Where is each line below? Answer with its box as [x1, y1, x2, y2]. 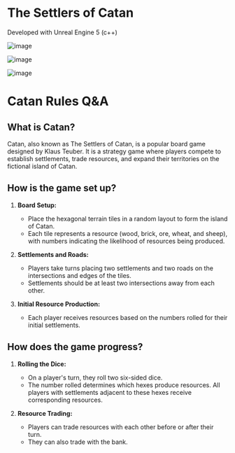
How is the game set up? [7, 182, 117, 194]
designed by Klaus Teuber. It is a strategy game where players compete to [7, 147, 222, 155]
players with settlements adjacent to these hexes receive [27, 388, 192, 396]
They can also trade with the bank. [27, 438, 128, 446]
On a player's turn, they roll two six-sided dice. [27, 373, 163, 382]
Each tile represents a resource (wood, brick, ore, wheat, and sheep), [27, 229, 228, 237]
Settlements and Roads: [17, 250, 89, 258]
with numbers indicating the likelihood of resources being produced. [27, 237, 225, 245]
